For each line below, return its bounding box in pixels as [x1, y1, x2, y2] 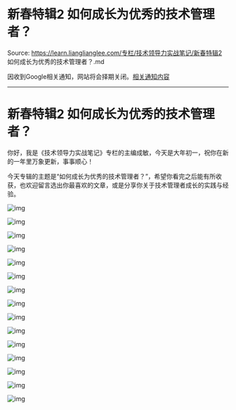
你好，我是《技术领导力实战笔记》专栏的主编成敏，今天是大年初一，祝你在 [7, 148, 223, 157]
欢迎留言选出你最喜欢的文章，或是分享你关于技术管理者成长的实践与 [25, 181, 223, 189]
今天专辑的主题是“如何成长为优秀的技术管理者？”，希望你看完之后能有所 [7, 172, 216, 180]
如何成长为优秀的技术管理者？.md [7, 57, 105, 65]
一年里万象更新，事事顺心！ [13, 157, 93, 165]
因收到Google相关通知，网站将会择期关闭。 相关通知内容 [7, 72, 170, 81]
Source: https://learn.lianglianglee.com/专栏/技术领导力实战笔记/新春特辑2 [7, 49, 223, 57]
